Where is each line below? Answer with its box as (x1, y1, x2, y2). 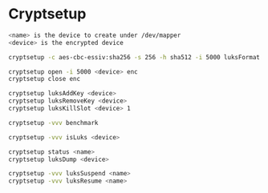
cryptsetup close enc (8, 75, 81, 83)
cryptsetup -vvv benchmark (8, 119, 99, 127)
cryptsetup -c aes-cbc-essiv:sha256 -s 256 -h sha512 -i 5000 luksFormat (8, 53, 261, 61)
